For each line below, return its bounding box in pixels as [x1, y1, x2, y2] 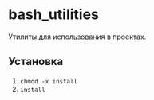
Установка [8, 55, 64, 68]
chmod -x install [19, 77, 78, 85]
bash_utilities [8, 6, 100, 24]
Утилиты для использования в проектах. [8, 32, 147, 41]
